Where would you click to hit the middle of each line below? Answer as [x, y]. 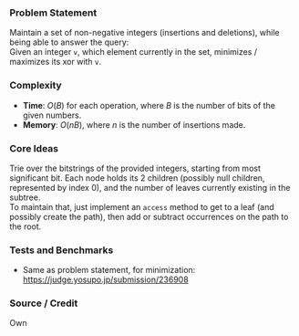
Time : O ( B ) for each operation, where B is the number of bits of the [149, 105]
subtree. [25, 197]
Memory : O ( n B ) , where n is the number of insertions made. [134, 124]
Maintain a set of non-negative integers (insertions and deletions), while [144, 33]
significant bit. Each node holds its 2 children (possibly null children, [137, 178]
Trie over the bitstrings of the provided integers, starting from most [135, 168]
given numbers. [52, 115]
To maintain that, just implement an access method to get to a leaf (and [142, 206]
